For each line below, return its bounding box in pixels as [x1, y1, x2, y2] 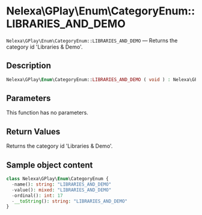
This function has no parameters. [6, 109, 88, 117]
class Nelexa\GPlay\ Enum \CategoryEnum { [6, 176, 109, 182]
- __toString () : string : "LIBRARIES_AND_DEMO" [11, 198, 128, 204]
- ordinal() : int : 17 [11, 192, 63, 199]
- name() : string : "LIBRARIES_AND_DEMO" [11, 181, 112, 187]
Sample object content [6, 160, 93, 170]
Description [6, 61, 51, 71]
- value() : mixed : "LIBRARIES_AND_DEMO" [11, 187, 112, 193]
